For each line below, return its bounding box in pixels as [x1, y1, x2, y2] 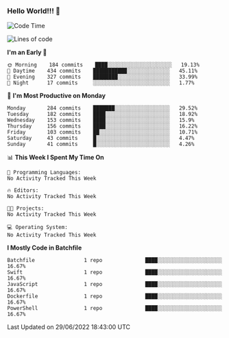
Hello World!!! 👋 [7, 6, 60, 16]
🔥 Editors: [7, 187, 39, 194]
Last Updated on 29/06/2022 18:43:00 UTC [7, 323, 131, 331]
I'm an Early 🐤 [7, 48, 47, 57]
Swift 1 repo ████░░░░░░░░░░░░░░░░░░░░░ [7, 269, 223, 276]
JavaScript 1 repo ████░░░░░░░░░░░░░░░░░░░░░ [7, 281, 223, 288]
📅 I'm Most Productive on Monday [7, 92, 106, 100]
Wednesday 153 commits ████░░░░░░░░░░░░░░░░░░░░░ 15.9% [7, 117, 195, 124]
